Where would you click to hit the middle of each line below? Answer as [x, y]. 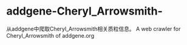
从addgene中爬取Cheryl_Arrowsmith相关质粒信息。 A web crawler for [93, 29]
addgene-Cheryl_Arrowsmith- [84, 11]
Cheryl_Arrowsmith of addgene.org [50, 35]
